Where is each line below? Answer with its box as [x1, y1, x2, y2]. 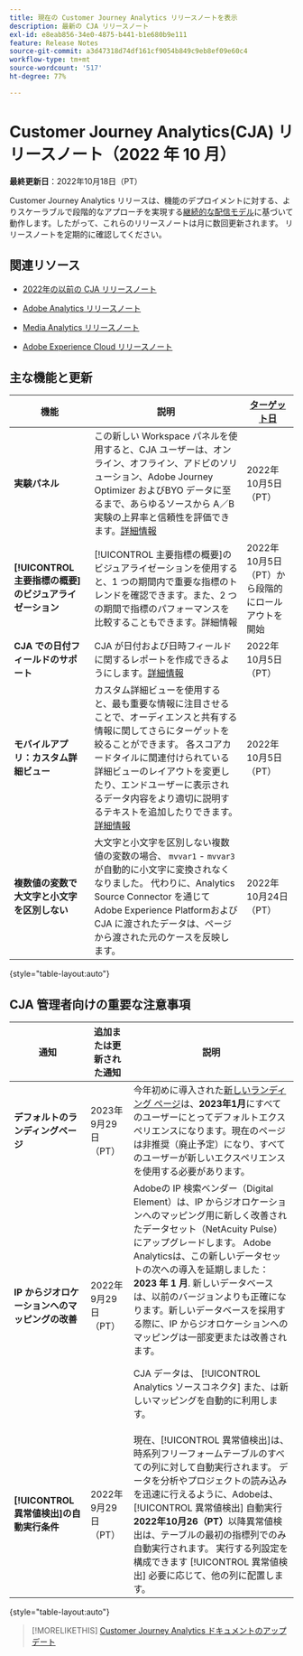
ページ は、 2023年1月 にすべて [153, 1098, 282, 1111]
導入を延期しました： [178, 1263, 269, 1276]
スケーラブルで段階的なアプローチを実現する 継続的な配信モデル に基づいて [16, 206, 294, 217]
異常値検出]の [14, 1507, 72, 1520]
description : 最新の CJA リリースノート [9, 22, 150, 31]
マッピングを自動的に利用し [151, 1394, 269, 1407]
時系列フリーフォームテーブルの [133, 1447, 268, 1460]
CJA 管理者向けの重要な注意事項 [9, 997, 191, 1012]
